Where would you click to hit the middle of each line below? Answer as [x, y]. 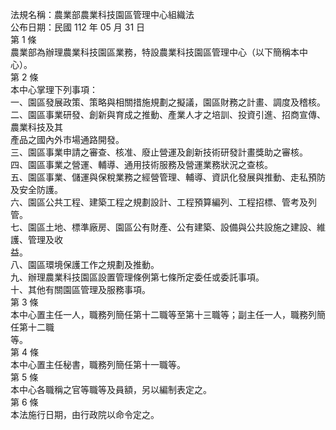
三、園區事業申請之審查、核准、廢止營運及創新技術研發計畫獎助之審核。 [159, 152]
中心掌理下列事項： [58, 89]
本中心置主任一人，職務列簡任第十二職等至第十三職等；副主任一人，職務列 [163, 314]
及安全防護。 [36, 189]
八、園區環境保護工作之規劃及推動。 [85, 264]
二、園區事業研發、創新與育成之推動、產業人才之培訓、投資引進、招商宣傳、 [168, 114]
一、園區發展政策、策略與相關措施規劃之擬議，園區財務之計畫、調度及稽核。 [168, 102]
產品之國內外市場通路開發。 [67, 139]
